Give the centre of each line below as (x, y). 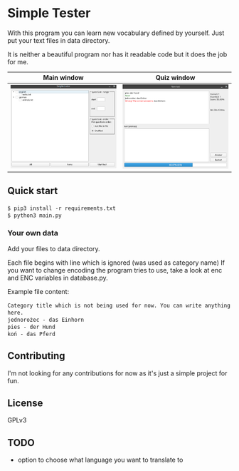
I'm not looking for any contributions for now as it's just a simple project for (117, 373)
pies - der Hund (31, 327)
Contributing (36, 356)
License (25, 404)
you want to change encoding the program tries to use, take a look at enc (115, 270)
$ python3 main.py (34, 216)
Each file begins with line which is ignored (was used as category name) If (116, 263)
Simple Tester (49, 13)
